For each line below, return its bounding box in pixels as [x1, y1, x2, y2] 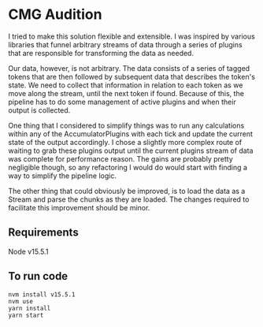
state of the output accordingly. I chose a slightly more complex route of [8, 137, 243, 147]
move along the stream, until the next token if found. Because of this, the [8, 88, 244, 98]
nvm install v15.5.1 [8, 290, 76, 299]
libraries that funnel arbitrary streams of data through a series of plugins [8, 39, 243, 49]
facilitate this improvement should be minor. [8, 203, 150, 212]
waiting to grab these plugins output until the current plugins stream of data [8, 146, 254, 155]
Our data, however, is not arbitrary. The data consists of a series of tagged [8, 63, 250, 72]
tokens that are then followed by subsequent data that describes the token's [8, 72, 256, 81]
